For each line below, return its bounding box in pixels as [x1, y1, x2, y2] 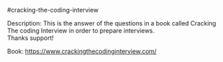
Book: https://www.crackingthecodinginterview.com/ [7, 48, 157, 55]
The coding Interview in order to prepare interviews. [7, 27, 155, 34]
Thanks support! [7, 34, 54, 42]
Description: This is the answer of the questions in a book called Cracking [7, 19, 217, 27]
